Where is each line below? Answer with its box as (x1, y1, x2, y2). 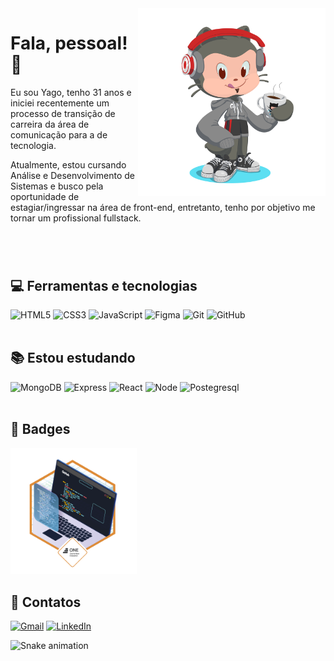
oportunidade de (10, 190, 80, 202)
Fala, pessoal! (10, 32, 128, 55)
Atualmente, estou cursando (10, 158, 127, 171)
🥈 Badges (10, 421, 71, 438)
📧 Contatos (10, 593, 82, 611)
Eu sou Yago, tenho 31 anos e (10, 86, 132, 98)
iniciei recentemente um (10, 97, 110, 109)
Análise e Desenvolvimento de (10, 169, 135, 181)
